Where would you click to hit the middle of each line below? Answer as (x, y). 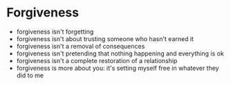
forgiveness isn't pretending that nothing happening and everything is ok (120, 53)
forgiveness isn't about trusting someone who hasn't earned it (105, 38)
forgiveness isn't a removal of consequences (81, 46)
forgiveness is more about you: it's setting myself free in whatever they (118, 68)
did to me (30, 75)
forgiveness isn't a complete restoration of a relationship (97, 60)
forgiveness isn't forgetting (55, 32)
